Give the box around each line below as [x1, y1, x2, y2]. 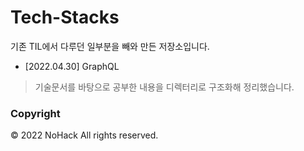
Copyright [10, 106, 61, 120]
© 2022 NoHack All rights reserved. [10, 129, 159, 141]
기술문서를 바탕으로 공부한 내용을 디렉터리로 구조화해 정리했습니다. [34, 81, 295, 93]
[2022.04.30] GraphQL [24, 60, 120, 72]
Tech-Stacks [10, 6, 120, 29]
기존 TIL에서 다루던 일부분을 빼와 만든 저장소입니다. [10, 40, 210, 52]
